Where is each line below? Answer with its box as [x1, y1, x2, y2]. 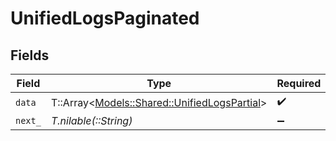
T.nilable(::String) [50, 114, 133, 127]
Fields [10, 47, 50, 64]
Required [276, 77, 322, 90]
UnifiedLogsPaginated [10, 7, 200, 30]
